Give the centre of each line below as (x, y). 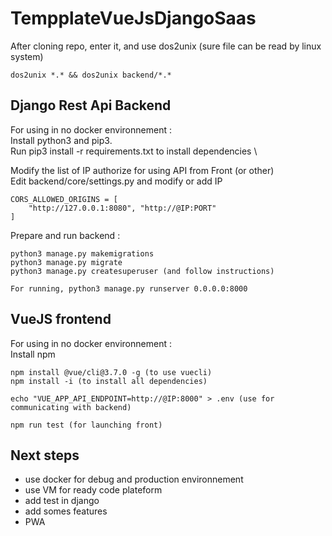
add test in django (62, 501)
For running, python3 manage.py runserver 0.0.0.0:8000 (129, 288)
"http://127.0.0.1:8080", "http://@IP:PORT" (122, 208)
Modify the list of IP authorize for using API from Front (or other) (142, 170)
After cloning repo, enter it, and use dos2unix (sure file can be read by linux (166, 46)
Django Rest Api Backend (91, 105)
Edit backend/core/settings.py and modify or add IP (116, 181)
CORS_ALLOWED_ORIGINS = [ (64, 199)
